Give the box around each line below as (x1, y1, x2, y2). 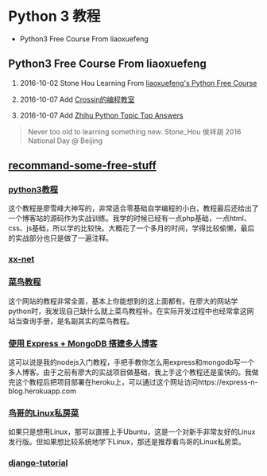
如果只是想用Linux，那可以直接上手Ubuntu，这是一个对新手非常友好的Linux (8, 427, 256, 437)
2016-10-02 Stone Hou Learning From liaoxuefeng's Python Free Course (19, 78, 257, 87)
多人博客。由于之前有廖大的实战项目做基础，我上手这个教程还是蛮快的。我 (8, 367, 252, 377)
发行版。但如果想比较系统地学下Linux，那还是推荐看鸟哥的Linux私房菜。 (8, 437, 246, 447)
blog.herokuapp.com (8, 386, 77, 396)
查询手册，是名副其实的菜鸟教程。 (21, 315, 133, 326)
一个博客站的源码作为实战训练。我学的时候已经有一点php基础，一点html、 (8, 214, 251, 223)
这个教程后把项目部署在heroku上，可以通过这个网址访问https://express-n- (14, 377, 258, 386)
